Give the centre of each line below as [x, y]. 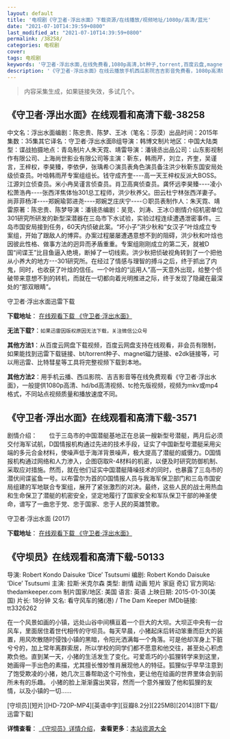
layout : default [30, 13]
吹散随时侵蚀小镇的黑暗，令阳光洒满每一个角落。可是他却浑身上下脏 [127, 639]
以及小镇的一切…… [45, 690]
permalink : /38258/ [35, 39]
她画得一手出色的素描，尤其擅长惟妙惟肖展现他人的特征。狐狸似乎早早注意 [112, 665]
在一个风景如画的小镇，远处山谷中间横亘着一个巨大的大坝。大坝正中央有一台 [115, 622]
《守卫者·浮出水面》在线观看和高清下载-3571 [102, 418]
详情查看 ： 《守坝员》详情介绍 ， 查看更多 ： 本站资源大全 [87, 728]
